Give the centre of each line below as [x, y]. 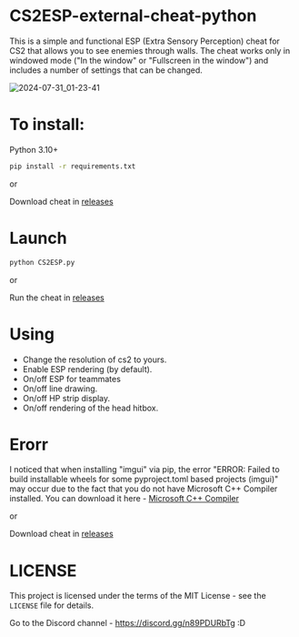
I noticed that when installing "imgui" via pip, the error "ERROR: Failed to [145, 470]
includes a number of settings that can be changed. [106, 70]
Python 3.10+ [34, 149]
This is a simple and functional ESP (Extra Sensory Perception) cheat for [145, 41]
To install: [47, 125]
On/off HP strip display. [66, 398]
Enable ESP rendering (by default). [87, 369]
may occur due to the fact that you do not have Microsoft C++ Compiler [144, 489]
